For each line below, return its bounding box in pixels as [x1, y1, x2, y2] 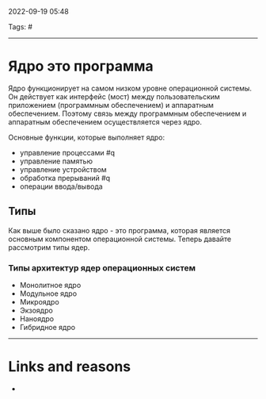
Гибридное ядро [19, 323, 76, 332]
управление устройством [19, 164, 107, 174]
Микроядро [19, 297, 59, 307]
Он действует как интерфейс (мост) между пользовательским [8, 91, 220, 102]
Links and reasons [8, 358, 131, 376]
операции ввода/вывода [19, 182, 103, 191]
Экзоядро [19, 305, 53, 316]
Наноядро [19, 314, 55, 324]
